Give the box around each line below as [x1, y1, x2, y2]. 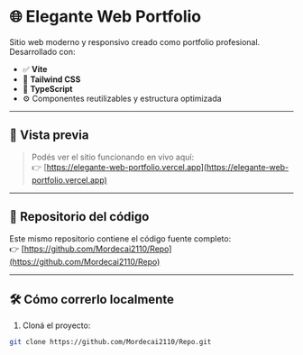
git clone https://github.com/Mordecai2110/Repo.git [9, 338, 212, 347]
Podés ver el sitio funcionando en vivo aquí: [31, 151, 195, 162]
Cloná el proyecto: [22, 320, 91, 331]
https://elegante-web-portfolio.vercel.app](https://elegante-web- [46, 161, 289, 172]
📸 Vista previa [9, 128, 89, 143]
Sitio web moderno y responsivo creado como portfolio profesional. [9, 36, 261, 47]
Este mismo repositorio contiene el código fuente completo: [9, 232, 232, 244]
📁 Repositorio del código [9, 209, 150, 224]
